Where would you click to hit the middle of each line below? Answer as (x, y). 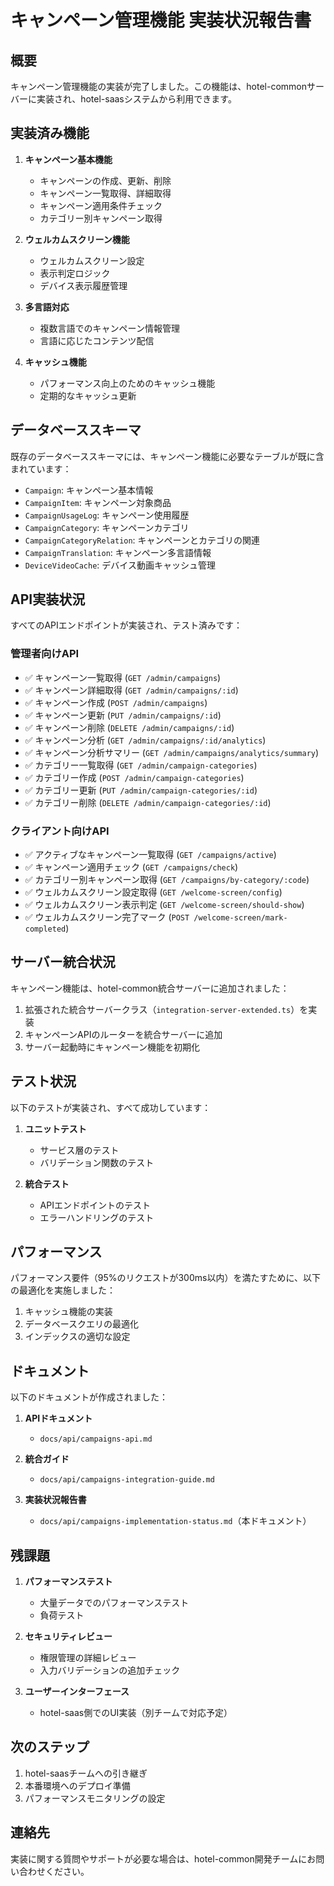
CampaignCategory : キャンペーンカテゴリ (107, 527)
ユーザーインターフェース (77, 1692)
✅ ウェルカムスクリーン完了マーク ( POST (107, 917)
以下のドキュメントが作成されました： (89, 1397)
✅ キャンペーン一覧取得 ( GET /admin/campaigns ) (123, 677)
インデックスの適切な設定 (77, 1337)
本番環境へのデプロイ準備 (77, 1785)
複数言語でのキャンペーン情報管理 (109, 328)
